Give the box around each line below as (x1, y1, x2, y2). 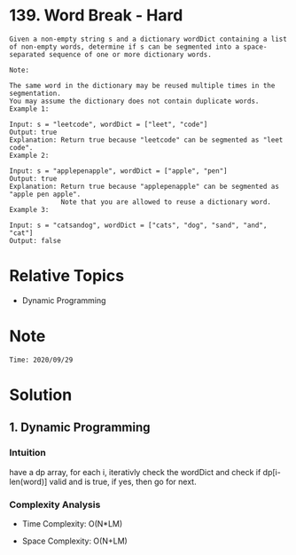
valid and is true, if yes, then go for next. (49, 476, 197, 487)
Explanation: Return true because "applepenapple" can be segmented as (9, 182, 279, 191)
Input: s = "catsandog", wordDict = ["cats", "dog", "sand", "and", (9, 221, 268, 230)
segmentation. (9, 89, 62, 98)
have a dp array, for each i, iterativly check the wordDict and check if (9, 466, 261, 477)
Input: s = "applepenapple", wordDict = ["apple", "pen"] (9, 166, 228, 176)
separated (9, 50, 46, 59)
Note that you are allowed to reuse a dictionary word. (60, 197, 272, 207)
